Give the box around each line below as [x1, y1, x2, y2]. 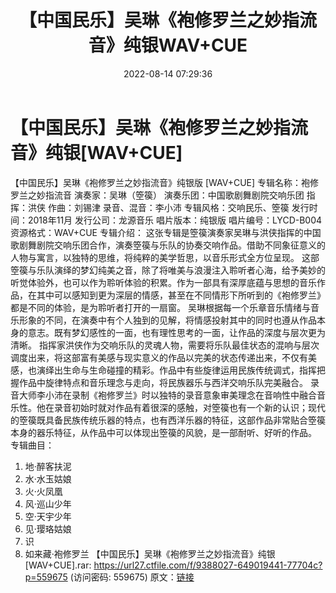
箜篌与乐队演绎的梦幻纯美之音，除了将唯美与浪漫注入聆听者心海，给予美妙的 [10, 264, 326, 276]
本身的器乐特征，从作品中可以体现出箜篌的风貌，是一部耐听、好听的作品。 [10, 426, 317, 438]
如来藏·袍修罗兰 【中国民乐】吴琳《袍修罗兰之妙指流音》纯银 [24, 547, 276, 560]
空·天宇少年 [24, 510, 72, 522]
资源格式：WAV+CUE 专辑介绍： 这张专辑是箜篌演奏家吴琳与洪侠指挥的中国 [10, 226, 322, 238]
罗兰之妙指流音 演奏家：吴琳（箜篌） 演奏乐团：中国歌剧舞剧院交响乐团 [10, 189, 305, 201]
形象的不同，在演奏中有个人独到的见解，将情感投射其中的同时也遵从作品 [18, 314, 317, 326]
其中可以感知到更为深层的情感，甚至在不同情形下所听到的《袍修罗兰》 [36, 289, 326, 301]
